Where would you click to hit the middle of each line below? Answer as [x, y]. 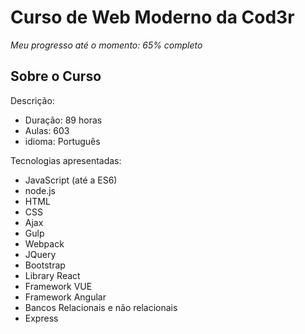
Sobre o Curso [56, 76]
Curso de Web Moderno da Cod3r [152, 17]
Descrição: [32, 100]
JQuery [40, 254]
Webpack [44, 243]
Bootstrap [45, 265]
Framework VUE [58, 286]
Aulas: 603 [47, 130]
